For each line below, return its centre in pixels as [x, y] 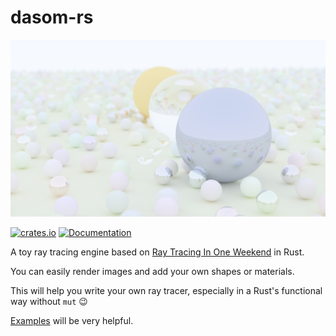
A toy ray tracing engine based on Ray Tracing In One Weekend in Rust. [157, 252]
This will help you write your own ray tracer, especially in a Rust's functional [166, 291]
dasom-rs [52, 17]
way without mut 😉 [49, 302]
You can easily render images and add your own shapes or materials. [152, 272]
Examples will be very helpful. [72, 321]
